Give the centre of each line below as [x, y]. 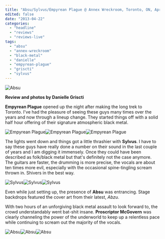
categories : [17, 23]
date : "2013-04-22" [25, 19]
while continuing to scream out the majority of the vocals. [63, 222]
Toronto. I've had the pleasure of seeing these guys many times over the [78, 112]
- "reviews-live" [27, 37]
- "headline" [23, 28]
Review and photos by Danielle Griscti [45, 97]
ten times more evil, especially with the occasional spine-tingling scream [79, 167]
